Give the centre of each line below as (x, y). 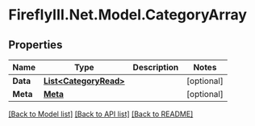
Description (156, 67)
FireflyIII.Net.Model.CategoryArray (128, 15)
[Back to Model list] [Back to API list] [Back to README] (101, 114)
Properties (36, 45)
